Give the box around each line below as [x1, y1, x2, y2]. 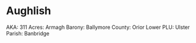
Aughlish [6, 4, 51, 18]
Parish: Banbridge [6, 29, 50, 37]
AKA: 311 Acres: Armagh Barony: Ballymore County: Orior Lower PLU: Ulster [6, 24, 190, 31]
